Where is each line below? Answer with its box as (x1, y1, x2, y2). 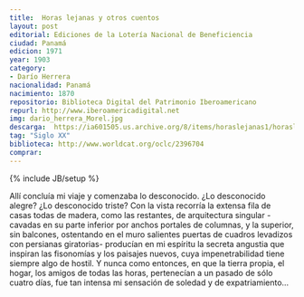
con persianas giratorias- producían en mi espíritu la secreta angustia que (9, 238, 285, 249)
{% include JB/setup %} (9, 173, 100, 184)
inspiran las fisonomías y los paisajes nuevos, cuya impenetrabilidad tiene (9, 248, 285, 259)
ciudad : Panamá (9, 38, 67, 48)
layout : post (9, 22, 59, 31)
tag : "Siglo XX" (9, 131, 71, 140)
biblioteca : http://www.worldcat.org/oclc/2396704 (9, 139, 204, 148)
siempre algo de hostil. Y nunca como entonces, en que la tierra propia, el (9, 257, 285, 268)
